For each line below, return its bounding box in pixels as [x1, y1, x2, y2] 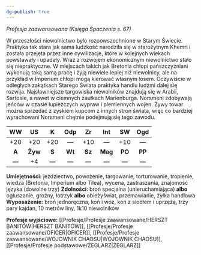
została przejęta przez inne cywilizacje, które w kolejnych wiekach [6, 49, 170, 57]
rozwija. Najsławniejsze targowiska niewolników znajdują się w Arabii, [6, 88, 179, 95]
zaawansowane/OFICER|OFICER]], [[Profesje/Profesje [6, 229, 140, 236]
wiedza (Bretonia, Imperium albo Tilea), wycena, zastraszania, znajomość [6, 179, 188, 186]
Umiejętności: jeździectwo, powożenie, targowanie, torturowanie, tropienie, [6, 172, 194, 180]
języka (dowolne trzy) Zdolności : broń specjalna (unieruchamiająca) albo [6, 185, 188, 193]
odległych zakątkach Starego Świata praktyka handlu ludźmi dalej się [6, 82, 178, 89]
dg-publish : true [6, 8, 50, 15]
